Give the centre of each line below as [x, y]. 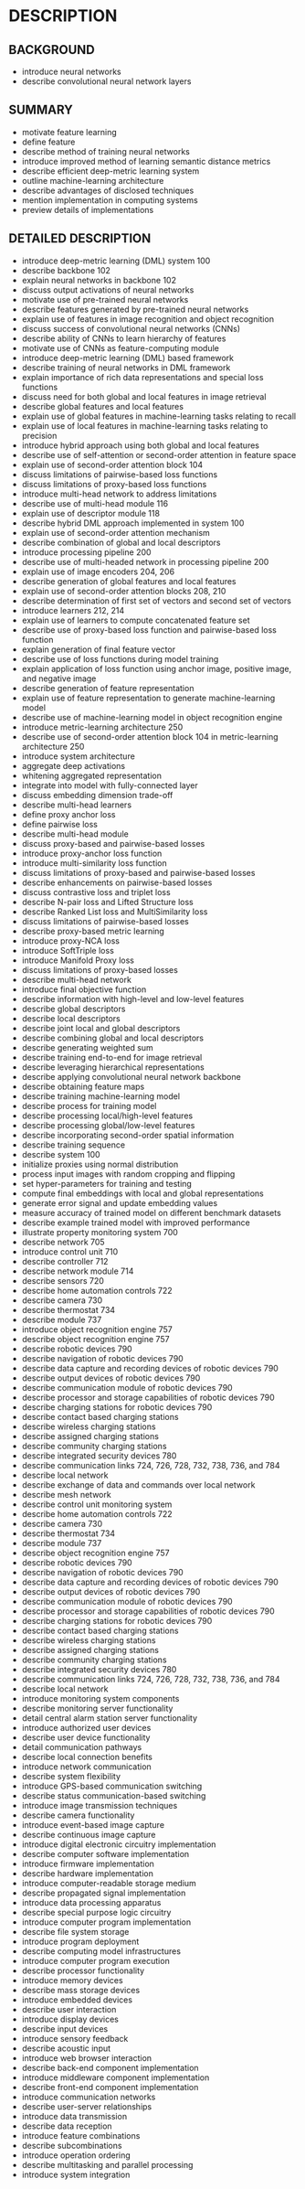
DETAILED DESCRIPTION [80, 239]
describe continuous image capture [89, 1834]
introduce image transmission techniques [100, 1805]
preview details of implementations [88, 209]
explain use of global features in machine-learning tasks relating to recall [159, 416]
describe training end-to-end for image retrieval [112, 1057]
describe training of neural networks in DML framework [126, 368]
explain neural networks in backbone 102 [99, 280]
